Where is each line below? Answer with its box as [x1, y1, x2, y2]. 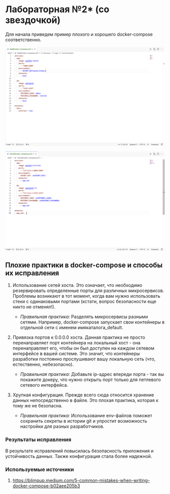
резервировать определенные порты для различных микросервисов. [12, 287, 164, 294]
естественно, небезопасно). [12, 361, 74, 367]
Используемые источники [5, 466, 74, 473]
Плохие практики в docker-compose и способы [5, 260, 163, 269]
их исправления [5, 269, 59, 277]
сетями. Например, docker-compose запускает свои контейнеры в [20, 319, 165, 325]
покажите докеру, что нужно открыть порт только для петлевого [20, 376, 161, 383]
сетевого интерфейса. [20, 382, 68, 388]
